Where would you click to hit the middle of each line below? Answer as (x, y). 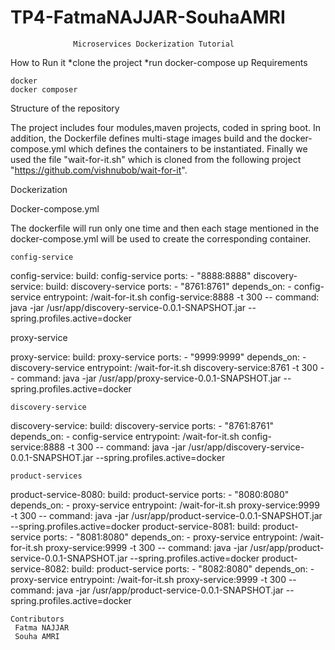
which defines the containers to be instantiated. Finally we (188, 148)
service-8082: (40, 568)
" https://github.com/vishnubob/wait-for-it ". (99, 170)
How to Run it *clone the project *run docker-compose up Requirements (159, 62)
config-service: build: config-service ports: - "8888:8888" (131, 275)
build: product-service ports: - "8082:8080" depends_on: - (193, 568)
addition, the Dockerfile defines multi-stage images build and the (144, 138)
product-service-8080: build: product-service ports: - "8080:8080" (150, 494)
